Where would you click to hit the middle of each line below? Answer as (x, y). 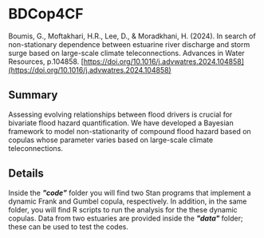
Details (26, 174)
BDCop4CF (46, 14)
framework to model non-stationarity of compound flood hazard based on (130, 131)
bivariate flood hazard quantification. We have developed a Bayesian (121, 123)
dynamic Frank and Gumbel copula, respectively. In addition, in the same (128, 201)
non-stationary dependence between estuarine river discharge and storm (129, 44)
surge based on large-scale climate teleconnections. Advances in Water (126, 53)
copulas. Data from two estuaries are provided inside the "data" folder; (126, 218)
